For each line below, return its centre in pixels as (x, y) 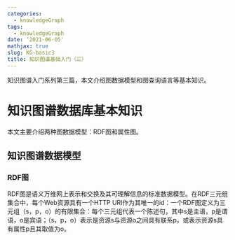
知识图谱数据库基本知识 (75, 111)
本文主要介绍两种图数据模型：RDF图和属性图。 (75, 132)
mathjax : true (28, 46)
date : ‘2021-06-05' (36, 40)
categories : (25, 14)
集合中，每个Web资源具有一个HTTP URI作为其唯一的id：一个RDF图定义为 (113, 203)
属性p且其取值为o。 (41, 229)
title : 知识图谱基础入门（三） (47, 59)
